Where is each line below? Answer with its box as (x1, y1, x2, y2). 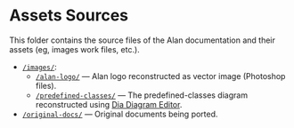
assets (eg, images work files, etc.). (9, 44, 140, 54)
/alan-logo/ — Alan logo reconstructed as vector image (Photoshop (35, 70, 286, 81)
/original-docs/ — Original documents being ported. (21, 108, 218, 119)
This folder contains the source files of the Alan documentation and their (9, 35, 276, 45)
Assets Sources (9, 5, 129, 26)
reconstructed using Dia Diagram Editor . (35, 99, 183, 109)
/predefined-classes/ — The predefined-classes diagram (35, 90, 248, 100)
